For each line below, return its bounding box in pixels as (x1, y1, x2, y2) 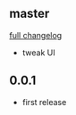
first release (21, 96, 67, 107)
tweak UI (21, 47, 55, 58)
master (9, 6, 50, 21)
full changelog (9, 29, 63, 40)
